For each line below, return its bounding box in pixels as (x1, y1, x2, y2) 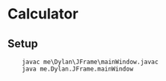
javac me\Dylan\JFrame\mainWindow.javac (22, 58, 159, 66)
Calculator (7, 5, 79, 23)
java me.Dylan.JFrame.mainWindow (22, 65, 134, 73)
